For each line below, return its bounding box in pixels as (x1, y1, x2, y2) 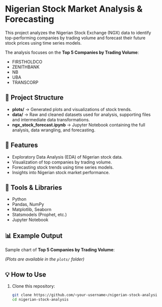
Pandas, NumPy (12, 201, 44, 207)
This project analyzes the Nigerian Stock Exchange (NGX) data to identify (5, 30, 151, 35)
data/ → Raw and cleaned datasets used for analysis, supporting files (12, 112, 151, 117)
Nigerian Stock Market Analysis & (5, 3, 143, 15)
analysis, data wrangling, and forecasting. (12, 127, 96, 133)
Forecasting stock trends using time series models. (12, 164, 114, 170)
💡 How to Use (5, 270, 46, 278)
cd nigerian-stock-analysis (12, 297, 69, 302)
